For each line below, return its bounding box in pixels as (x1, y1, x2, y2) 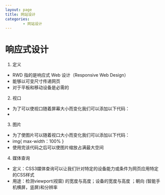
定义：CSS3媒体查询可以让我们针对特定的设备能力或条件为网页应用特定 (12, 166, 159, 172)
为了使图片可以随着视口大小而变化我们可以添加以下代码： (12, 132, 130, 138)
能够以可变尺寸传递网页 (12, 78, 60, 85)
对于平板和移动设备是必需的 (12, 85, 69, 91)
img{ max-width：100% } (12, 138, 64, 144)
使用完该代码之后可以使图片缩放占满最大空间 (12, 145, 104, 151)
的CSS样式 (12, 172, 35, 178)
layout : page (5, 7, 32, 12)
